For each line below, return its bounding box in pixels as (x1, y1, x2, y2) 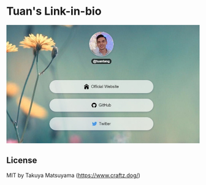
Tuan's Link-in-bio (6, 4, 102, 18)
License (6, 155, 37, 166)
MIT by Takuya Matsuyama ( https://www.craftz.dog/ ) (6, 172, 141, 179)
